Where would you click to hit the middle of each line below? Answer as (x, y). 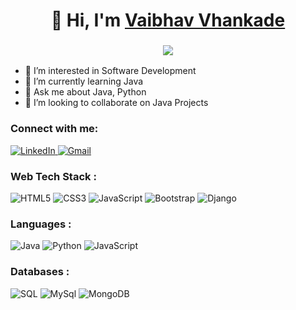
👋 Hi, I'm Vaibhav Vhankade (168, 20)
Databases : (40, 272)
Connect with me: (54, 129)
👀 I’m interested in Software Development (110, 71)
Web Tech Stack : (53, 176)
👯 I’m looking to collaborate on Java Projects (116, 103)
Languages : (41, 224)
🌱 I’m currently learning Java (84, 81)
